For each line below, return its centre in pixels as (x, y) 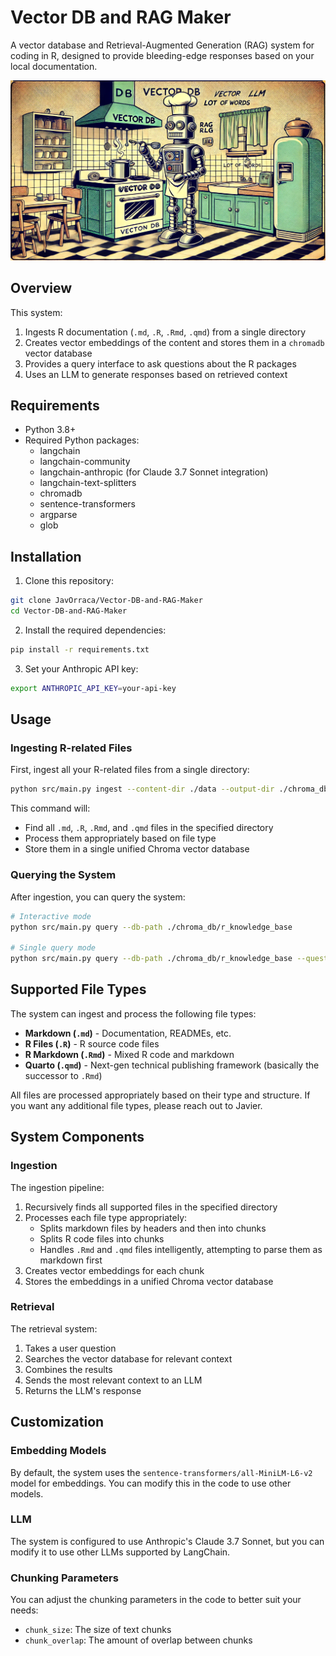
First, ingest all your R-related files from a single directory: (130, 770)
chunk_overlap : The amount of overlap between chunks (138, 1640)
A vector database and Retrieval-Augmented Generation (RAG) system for (162, 45)
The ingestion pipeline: (57, 1187)
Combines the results (68, 1369)
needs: (24, 1610)
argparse (58, 515)
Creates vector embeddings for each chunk (114, 1270)
